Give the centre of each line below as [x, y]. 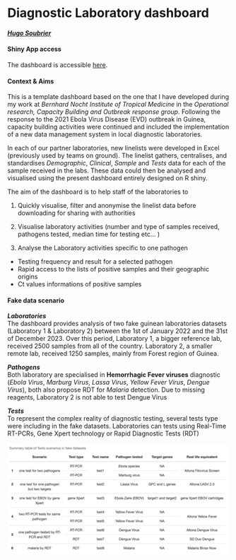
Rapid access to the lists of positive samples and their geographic [113, 269]
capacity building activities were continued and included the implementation [118, 127]
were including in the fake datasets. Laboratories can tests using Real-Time [117, 426]
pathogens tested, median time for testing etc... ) [89, 234]
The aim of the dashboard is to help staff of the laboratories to [98, 192]
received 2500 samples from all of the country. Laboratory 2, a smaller [110, 346]
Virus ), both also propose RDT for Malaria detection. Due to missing [106, 390]
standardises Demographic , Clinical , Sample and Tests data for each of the [117, 163]
